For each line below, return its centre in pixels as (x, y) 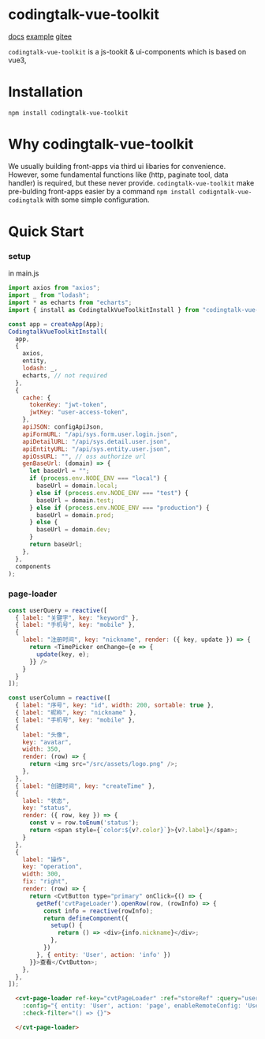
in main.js (24, 273)
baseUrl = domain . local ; (77, 486)
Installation (46, 92)
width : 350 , (42, 749)
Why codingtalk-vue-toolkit (101, 144)
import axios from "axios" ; (54, 288)
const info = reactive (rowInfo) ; (98, 911)
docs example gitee (40, 36)
